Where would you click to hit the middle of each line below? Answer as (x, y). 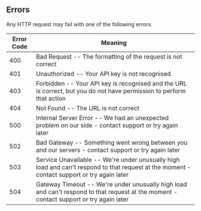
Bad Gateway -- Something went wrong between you (112, 142)
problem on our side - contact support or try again (107, 125)
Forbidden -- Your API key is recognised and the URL (111, 83)
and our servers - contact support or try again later (108, 150)
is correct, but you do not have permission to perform (111, 91)
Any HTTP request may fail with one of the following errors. (79, 24)
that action (51, 98)
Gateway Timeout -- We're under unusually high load (111, 184)
